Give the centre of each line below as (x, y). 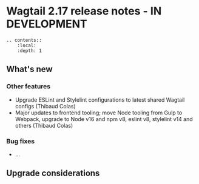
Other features (29, 87)
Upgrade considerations (53, 173)
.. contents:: (24, 40)
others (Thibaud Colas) (44, 125)
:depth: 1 (30, 51)
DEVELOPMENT (47, 24)
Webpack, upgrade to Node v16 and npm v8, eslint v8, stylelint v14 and (104, 119)
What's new (29, 69)
